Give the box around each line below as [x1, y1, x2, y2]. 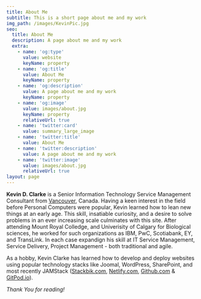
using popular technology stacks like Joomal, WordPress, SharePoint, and [6, 261, 193, 268]
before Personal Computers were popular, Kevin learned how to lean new [6, 204, 191, 211]
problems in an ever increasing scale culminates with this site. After [6, 216, 176, 224]
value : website [22, 54, 62, 61]
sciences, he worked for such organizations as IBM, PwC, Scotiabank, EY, [6, 230, 193, 237]
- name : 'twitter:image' [17, 157, 81, 163]
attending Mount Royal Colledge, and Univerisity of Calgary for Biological [6, 223, 191, 230]
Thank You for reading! [6, 286, 65, 293]
